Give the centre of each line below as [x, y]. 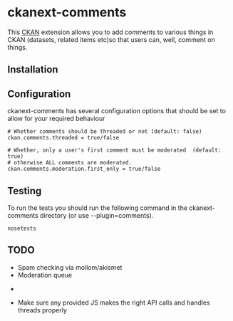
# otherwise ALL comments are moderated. [70, 163]
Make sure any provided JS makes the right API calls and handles [114, 302]
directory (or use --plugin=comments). [97, 215]
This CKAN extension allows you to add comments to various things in [110, 32]
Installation [33, 69]
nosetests [22, 228]
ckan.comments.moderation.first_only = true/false [84, 169]
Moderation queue [45, 275]
